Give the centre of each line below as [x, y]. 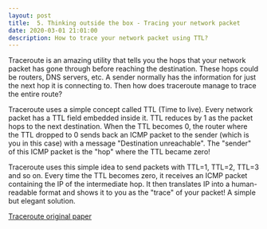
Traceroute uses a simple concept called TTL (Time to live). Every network [131, 110]
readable [23, 192]
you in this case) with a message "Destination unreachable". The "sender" [130, 143]
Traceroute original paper [50, 216]
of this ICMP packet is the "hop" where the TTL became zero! [110, 152]
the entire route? [35, 94]
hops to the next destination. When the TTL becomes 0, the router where [128, 126]
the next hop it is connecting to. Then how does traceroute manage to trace [132, 86]
